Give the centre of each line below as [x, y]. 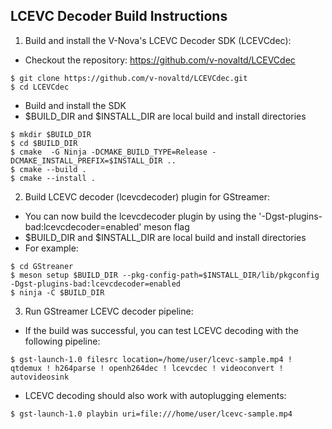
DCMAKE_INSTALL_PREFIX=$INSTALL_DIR [86, 160]
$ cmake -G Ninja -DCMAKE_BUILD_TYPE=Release [109, 152]
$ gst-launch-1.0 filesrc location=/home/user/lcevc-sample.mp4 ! [151, 359]
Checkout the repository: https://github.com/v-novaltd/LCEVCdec [160, 60]
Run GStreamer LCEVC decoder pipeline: [109, 311]
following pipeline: [62, 341]
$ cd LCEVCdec [40, 87]
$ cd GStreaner [42, 266]
